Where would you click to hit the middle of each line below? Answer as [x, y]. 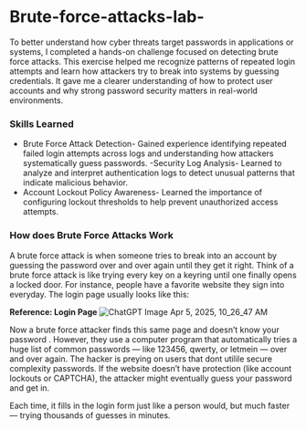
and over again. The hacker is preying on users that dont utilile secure [141, 359]
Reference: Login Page [53, 311]
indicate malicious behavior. [75, 183]
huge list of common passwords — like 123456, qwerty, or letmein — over [148, 349]
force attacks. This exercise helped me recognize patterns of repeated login [152, 61]
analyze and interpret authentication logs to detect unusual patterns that [158, 173]
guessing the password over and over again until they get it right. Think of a [152, 265]
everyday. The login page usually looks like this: [100, 294]
